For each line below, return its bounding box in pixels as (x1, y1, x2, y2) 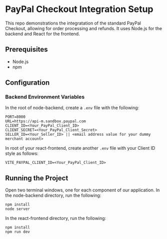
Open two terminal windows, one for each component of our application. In (5, 187, 160, 193)
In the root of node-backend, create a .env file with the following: (5, 105, 139, 111)
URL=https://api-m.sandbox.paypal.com (5, 119, 86, 124)
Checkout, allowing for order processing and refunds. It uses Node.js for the (5, 25, 162, 31)
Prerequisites (5, 45, 48, 54)
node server (5, 206, 30, 211)
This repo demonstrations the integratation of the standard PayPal (5, 20, 141, 26)
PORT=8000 (5, 114, 26, 120)
